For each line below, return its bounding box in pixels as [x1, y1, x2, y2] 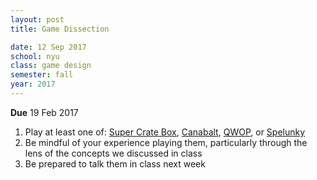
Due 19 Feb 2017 [10, 106, 79, 118]
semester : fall [10, 70, 74, 80]
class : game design [10, 61, 92, 71]
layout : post [10, 14, 65, 25]
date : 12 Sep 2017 [10, 42, 87, 52]
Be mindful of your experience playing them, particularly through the [24, 136, 308, 148]
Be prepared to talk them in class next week [24, 157, 206, 170]
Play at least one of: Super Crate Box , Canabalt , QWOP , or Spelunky [24, 126, 306, 138]
